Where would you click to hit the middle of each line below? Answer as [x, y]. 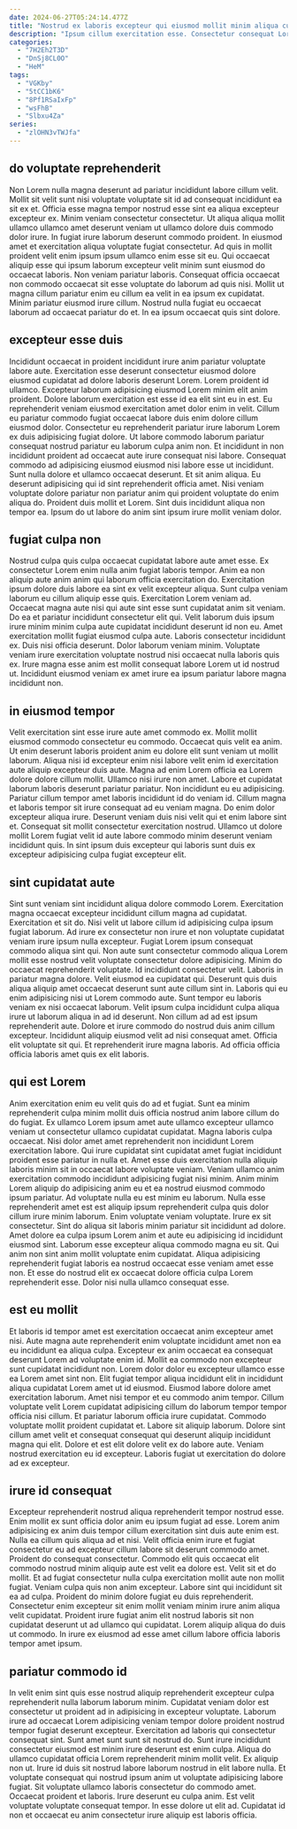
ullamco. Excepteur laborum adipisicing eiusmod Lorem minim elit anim [138, 390]
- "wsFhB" [35, 108]
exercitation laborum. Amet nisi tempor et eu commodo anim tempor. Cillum [147, 1397]
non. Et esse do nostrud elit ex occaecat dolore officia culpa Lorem [131, 1272]
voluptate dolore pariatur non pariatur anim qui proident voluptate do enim [144, 493]
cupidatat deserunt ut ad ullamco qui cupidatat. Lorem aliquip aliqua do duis [147, 1624]
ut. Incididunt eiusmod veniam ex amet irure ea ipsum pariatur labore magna [148, 674]
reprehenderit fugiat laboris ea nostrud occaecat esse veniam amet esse [141, 1263]
